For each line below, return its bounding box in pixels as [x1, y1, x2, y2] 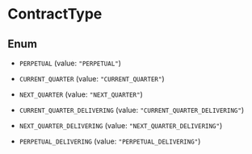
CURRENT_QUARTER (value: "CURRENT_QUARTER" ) [19, 74, 165, 83]
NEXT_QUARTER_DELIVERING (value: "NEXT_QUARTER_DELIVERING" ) [19, 121, 223, 130]
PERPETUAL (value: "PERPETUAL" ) [19, 58, 122, 68]
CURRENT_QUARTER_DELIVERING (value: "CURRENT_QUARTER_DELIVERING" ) [19, 106, 245, 114]
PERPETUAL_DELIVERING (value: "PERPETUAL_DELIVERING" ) [19, 136, 201, 146]
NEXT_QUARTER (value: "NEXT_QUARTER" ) [19, 89, 143, 99]
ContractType [7, 5, 103, 23]
